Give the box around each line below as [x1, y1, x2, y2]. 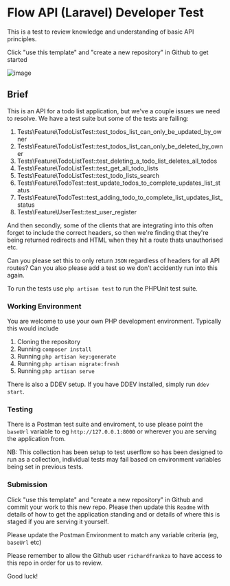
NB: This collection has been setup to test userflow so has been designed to [7, 448, 223, 456]
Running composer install [16, 345, 92, 353]
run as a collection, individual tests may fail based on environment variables [7, 455, 222, 464]
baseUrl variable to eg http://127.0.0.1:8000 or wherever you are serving [7, 427, 217, 436]
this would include [7, 324, 59, 333]
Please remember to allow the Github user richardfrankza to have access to [7, 551, 222, 559]
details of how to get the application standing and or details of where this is [7, 510, 220, 518]
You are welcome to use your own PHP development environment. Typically [7, 317, 222, 326]
